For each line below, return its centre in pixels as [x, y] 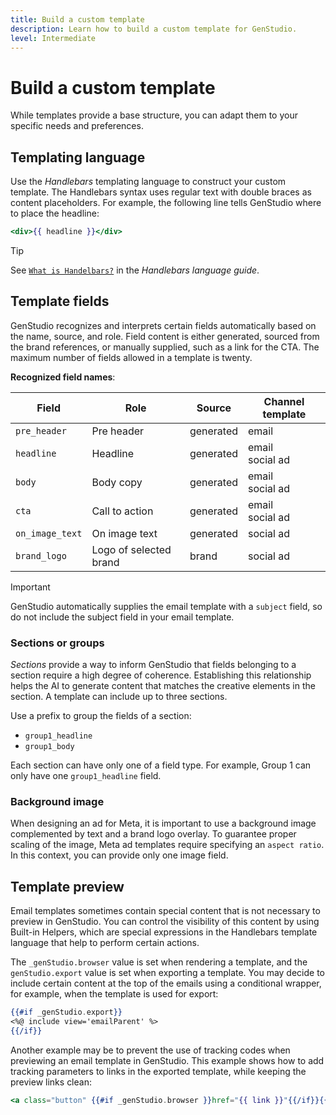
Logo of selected [131, 549]
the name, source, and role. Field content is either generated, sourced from [165, 336]
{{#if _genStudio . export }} [66, 1012]
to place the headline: [55, 213]
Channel [284, 401]
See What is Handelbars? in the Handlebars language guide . [135, 270]
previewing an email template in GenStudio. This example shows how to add [167, 1060]
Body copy [117, 482]
